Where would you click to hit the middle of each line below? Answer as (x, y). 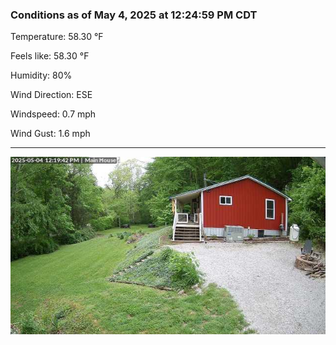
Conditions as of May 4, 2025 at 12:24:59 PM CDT (134, 15)
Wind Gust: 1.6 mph (50, 134)
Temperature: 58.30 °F (57, 37)
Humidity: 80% (41, 75)
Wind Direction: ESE (51, 95)
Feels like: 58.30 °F (50, 56)
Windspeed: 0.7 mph (53, 114)
